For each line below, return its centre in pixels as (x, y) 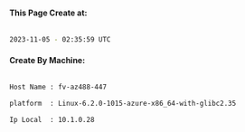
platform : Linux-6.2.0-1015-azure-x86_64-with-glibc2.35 (123, 104)
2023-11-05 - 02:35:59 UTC (60, 40)
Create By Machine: (47, 60)
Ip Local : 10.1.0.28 (52, 120)
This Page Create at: (48, 13)
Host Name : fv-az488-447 (58, 87)
